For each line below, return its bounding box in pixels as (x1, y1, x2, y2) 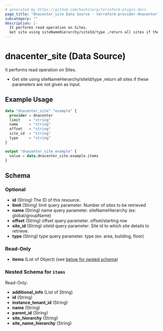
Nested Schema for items (5, 269, 65, 276)
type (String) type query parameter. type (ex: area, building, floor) (12, 233, 144, 239)
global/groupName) (12, 213, 51, 219)
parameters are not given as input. (12, 81, 81, 87)
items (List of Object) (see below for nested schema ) (12, 257, 118, 262)
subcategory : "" (5, 16, 38, 21)
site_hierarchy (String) (12, 315, 58, 321)
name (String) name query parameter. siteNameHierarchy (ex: (12, 207, 136, 213)
